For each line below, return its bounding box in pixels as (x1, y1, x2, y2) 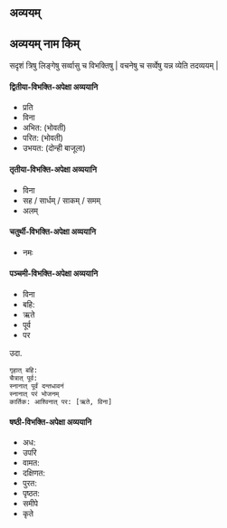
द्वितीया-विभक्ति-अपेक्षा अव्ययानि (9, 81, 99, 92)
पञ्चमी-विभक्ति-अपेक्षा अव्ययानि (9, 269, 99, 279)
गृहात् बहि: (9, 366, 39, 375)
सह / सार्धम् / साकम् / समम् (22, 194, 101, 205)
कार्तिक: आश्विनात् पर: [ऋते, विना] (9, 398, 113, 407)
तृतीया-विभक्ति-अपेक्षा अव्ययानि (9, 165, 98, 174)
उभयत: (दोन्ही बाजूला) (22, 143, 86, 154)
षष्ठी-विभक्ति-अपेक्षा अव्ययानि (9, 416, 92, 427)
